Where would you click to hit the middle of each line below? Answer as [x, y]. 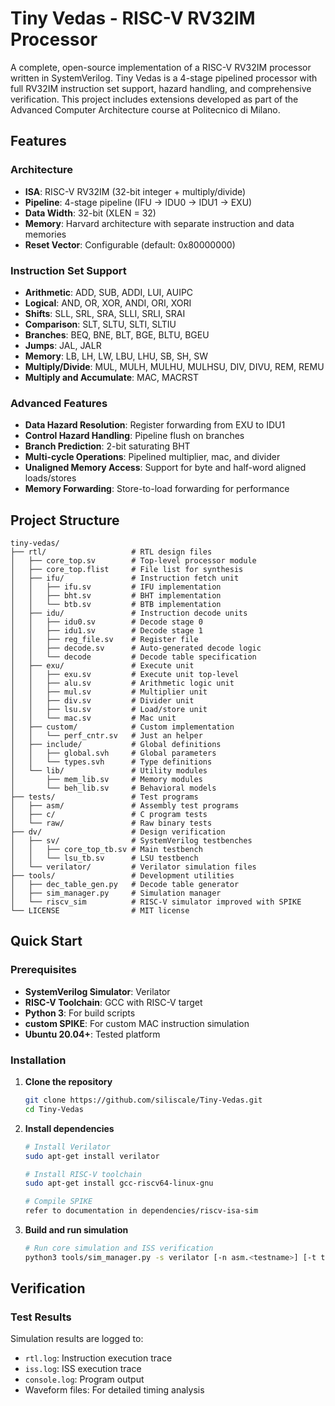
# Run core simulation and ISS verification [119, 1248]
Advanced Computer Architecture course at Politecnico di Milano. [145, 109]
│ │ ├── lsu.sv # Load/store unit [109, 710]
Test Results [41, 1317]
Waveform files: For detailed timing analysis [114, 1390]
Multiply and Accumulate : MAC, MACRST [112, 377]
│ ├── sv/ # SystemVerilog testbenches [131, 841]
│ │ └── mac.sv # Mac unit [93, 718]
